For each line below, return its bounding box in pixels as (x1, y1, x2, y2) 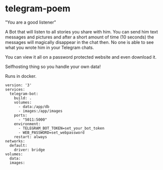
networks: (5, 138, 26, 143)
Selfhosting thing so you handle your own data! (5, 64, 101, 69)
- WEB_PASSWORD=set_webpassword (18, 130, 85, 135)
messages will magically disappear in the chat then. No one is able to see (5, 39, 154, 45)
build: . (14, 96, 32, 101)
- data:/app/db (18, 104, 50, 109)
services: (5, 87, 26, 92)
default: (9, 143, 28, 148)
